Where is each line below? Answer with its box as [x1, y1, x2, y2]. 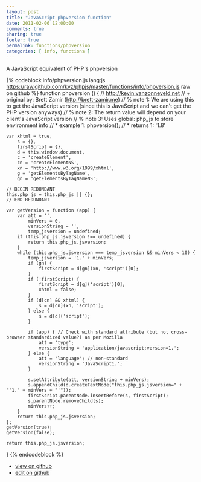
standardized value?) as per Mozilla [28, 334, 123, 340]
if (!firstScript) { [28, 276, 80, 282]
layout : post [6, 8, 39, 15]
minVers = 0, [28, 218, 61, 224]
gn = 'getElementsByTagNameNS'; [17, 175, 98, 181]
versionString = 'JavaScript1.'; [38, 360, 123, 366]
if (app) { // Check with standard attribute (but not [28, 329, 169, 335]
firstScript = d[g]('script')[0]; [38, 281, 126, 287]
